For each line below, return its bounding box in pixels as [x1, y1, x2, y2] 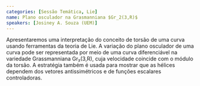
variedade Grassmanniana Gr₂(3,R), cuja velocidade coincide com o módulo [6, 55, 193, 63]
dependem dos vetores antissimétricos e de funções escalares [6, 68, 162, 75]
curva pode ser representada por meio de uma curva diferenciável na [6, 49, 178, 56]
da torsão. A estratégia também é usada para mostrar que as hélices [6, 62, 175, 69]
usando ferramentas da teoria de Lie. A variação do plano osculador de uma [6, 42, 195, 50]
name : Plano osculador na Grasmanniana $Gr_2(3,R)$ [6, 14, 138, 20]
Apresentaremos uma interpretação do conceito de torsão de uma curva [6, 36, 185, 44]
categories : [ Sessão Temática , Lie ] [6, 8, 98, 15]
